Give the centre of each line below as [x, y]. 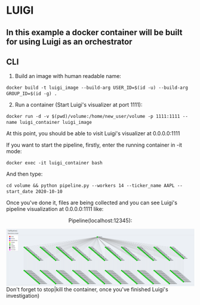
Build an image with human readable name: [68, 76]
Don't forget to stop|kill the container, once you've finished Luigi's [87, 290]
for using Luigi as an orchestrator [69, 41]
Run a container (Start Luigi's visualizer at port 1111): [79, 105]
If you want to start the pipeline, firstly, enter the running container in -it [94, 145]
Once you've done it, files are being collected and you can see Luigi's [92, 203]
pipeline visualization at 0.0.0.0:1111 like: [55, 209]
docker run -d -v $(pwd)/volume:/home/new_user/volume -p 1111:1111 [93, 117]
